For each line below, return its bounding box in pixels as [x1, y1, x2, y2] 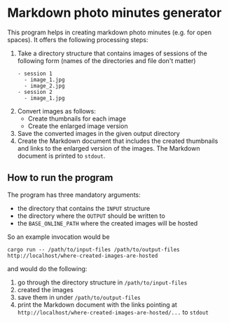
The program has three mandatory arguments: [7, 191, 141, 199]
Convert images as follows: [17, 106, 96, 115]
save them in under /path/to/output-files [17, 293, 141, 301]
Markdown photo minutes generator [7, 5, 222, 21]
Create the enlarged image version [27, 121, 128, 130]
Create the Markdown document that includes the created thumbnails [17, 137, 218, 145]
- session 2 [17, 88, 53, 95]
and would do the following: [7, 264, 88, 273]
